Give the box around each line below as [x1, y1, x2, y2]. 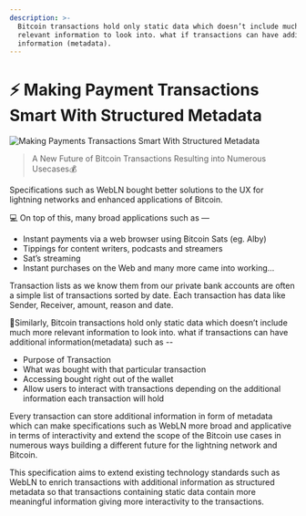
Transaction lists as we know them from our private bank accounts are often [9, 280, 295, 292]
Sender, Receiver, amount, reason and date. [9, 300, 174, 311]
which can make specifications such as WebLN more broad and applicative [9, 420, 291, 431]
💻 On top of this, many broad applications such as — [9, 212, 210, 223]
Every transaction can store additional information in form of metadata [9, 411, 273, 422]
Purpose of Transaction [22, 355, 112, 366]
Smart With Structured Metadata [9, 106, 262, 126]
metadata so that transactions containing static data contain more [9, 487, 257, 498]
